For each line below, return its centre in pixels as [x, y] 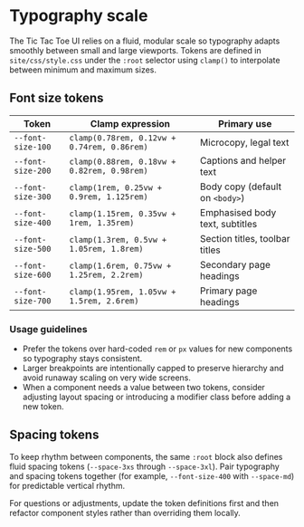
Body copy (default [241, 187]
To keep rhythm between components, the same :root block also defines [146, 456]
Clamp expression [130, 123]
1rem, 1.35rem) [102, 222]
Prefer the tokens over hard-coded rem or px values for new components [157, 349]
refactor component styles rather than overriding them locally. [125, 513]
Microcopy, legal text [245, 142]
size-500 [33, 249]
